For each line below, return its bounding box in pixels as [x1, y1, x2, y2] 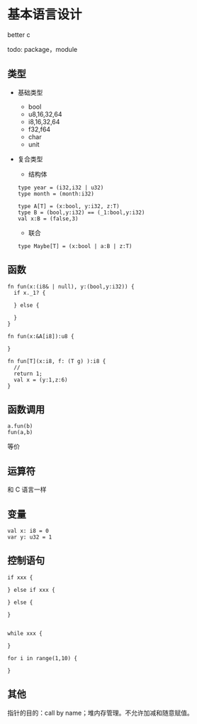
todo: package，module [7, 45, 78, 53]
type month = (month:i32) [17, 190, 94, 198]
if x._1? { [13, 289, 46, 296]
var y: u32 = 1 [7, 534, 52, 541]
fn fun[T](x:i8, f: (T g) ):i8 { [7, 357, 106, 364]
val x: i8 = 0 [7, 527, 50, 534]
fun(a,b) [7, 429, 33, 436]
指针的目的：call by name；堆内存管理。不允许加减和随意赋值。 [7, 708, 193, 717]
